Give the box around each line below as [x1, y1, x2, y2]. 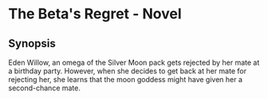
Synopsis [8, 37, 56, 50]
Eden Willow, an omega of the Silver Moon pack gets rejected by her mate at [8, 57, 260, 67]
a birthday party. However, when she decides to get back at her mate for [8, 66, 247, 76]
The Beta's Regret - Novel [8, 5, 182, 23]
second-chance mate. [8, 83, 81, 93]
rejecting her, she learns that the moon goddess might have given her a [8, 75, 243, 84]
